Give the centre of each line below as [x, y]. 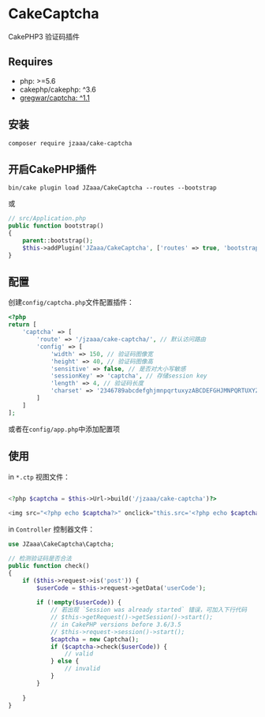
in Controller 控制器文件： [52, 529]
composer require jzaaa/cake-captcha [70, 143]
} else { [65, 661]
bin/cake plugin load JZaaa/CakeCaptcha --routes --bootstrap [112, 188]
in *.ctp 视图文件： [39, 477]
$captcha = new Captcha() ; [95, 639]
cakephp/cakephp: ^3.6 [58, 89]
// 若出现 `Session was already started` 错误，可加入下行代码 [148, 610]
